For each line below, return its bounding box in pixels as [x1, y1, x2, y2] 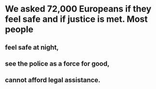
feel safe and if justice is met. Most [5, 14, 148, 25]
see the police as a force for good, [5, 59, 110, 68]
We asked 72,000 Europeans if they [5, 3, 152, 15]
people [5, 24, 34, 35]
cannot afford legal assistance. [5, 76, 100, 84]
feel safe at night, [5, 43, 59, 51]
